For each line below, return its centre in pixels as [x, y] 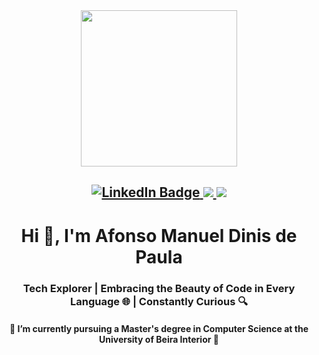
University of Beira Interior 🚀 [159, 340]
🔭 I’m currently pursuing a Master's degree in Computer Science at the [159, 329]
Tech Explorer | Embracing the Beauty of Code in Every [159, 288]
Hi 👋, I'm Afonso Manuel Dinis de [159, 235]
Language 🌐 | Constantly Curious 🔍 [159, 301]
